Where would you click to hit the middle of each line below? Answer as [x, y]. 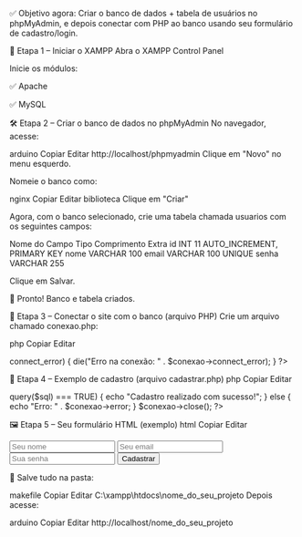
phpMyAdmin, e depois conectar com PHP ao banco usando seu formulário [151, 23]
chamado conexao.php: [54, 326]
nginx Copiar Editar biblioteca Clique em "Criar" [99, 199]
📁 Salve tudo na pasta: [52, 477]
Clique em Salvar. [42, 281]
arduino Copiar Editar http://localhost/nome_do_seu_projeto [121, 522]
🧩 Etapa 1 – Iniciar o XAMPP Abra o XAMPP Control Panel [117, 51]
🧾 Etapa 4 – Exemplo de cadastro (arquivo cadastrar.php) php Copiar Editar [151, 379]
